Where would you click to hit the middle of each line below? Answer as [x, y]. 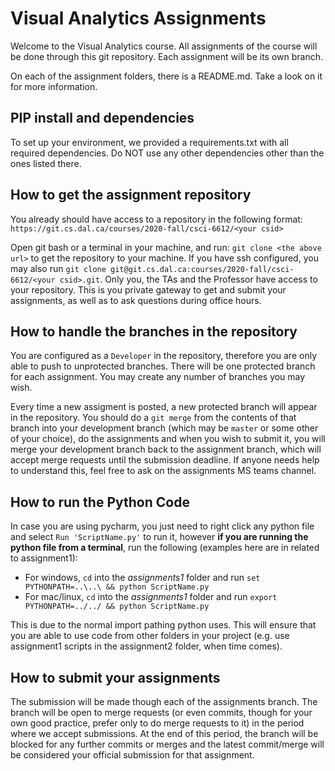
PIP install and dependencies [102, 118]
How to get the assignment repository [131, 195]
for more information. [54, 86]
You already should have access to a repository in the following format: [156, 219]
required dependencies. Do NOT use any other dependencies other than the [167, 153]
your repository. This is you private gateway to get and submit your [148, 289]
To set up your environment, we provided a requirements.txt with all [149, 142]
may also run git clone [58, 268]
